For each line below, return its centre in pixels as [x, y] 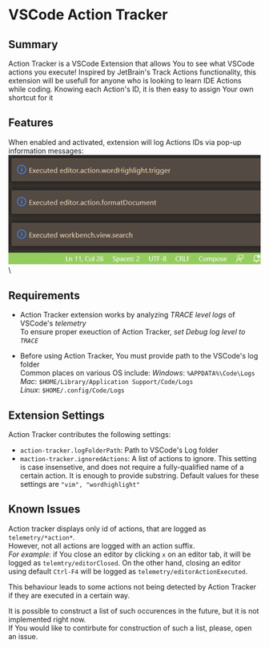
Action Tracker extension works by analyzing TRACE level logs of [127, 315]
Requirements [44, 296]
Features [31, 123]
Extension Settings [56, 415]
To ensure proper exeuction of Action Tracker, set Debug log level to [132, 332]
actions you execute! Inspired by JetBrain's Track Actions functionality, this [132, 72]
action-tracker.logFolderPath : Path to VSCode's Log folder [119, 450]
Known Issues [44, 510]
